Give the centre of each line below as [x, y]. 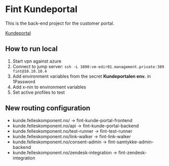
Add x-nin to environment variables [49, 87]
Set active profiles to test [38, 92]
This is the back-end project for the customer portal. [60, 23]
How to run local [32, 49]
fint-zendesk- [132, 152]
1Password [24, 81]
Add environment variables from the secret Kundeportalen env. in [81, 76]
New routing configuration [48, 108]
